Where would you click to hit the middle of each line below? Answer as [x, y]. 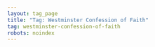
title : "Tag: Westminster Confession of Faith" [78, 20]
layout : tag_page [33, 13]
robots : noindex [31, 33]
